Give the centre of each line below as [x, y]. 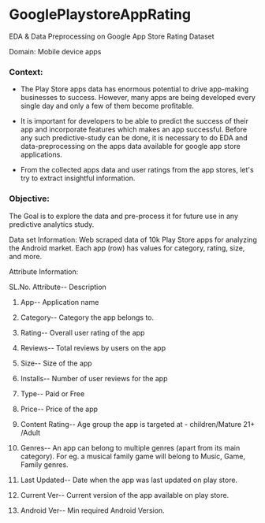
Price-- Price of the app [59, 409]
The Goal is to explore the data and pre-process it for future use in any [124, 216]
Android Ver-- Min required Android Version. [92, 510]
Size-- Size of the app [56, 363]
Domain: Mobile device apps [55, 51]
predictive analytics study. [52, 224]
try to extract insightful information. [78, 178]
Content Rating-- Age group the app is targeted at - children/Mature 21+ [138, 424]
